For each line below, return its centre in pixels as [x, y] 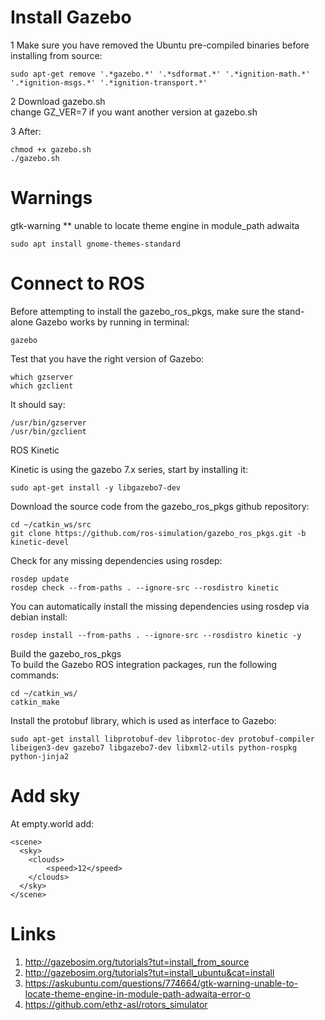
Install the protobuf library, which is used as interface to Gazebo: [143, 720]
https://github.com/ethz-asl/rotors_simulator [116, 1004]
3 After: [26, 131]
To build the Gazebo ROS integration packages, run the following [144, 664]
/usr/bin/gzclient [48, 431]
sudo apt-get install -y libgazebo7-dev [96, 487]
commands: [35, 675]
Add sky [45, 796]
